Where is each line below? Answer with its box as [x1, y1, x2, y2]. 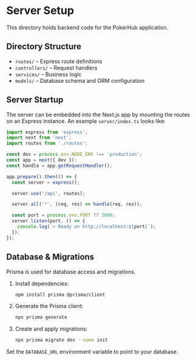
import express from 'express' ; [6, 129, 88, 135]
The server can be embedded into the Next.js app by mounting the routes [6, 111, 190, 118]
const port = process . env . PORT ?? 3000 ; [12, 212, 115, 219]
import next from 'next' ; [6, 135, 72, 141]
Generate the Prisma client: [15, 303, 84, 310]
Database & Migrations [6, 252, 95, 262]
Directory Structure [6, 41, 82, 52]
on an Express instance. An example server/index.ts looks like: [6, 117, 166, 125]
